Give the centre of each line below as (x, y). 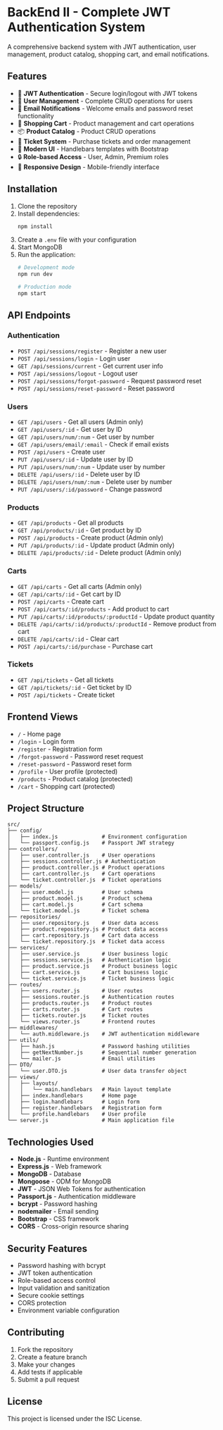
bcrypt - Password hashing (57, 1204)
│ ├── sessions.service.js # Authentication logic (89, 960)
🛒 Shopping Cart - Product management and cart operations (106, 123)
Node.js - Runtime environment (63, 1159)
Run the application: (46, 255)
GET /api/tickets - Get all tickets (65, 680)
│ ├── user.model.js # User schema (75, 893)
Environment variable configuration (68, 1310)
